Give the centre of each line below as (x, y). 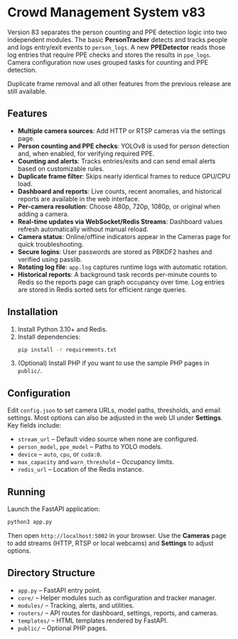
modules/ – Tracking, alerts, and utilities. (76, 605)
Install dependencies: (49, 337)
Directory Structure (52, 573)
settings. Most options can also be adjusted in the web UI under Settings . (115, 418)
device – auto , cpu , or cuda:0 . (60, 454)
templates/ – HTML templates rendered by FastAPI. (93, 620)
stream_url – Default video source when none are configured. (108, 439)
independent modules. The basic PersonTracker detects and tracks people (118, 39)
